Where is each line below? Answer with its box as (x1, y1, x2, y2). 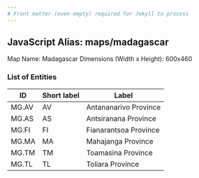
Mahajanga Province (86, 136, 154, 146)
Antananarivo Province (86, 102, 161, 112)
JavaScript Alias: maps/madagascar (7, 36, 169, 48)
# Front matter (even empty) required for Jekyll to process (7, 10, 189, 18)
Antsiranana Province (86, 114, 157, 123)
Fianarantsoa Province (86, 125, 160, 135)
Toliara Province (86, 159, 140, 169)
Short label (42, 90, 80, 100)
